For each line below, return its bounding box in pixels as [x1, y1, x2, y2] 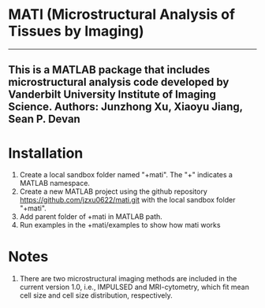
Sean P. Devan [8, 113, 80, 126]
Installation [8, 144, 84, 162]
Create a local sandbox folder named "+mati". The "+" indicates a [19, 170, 233, 180]
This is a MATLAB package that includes [8, 63, 211, 76]
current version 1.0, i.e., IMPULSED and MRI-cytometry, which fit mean [19, 282, 250, 292]
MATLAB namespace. [19, 179, 91, 188]
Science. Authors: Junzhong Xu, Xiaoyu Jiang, [8, 100, 243, 113]
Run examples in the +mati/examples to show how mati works [19, 221, 221, 230]
